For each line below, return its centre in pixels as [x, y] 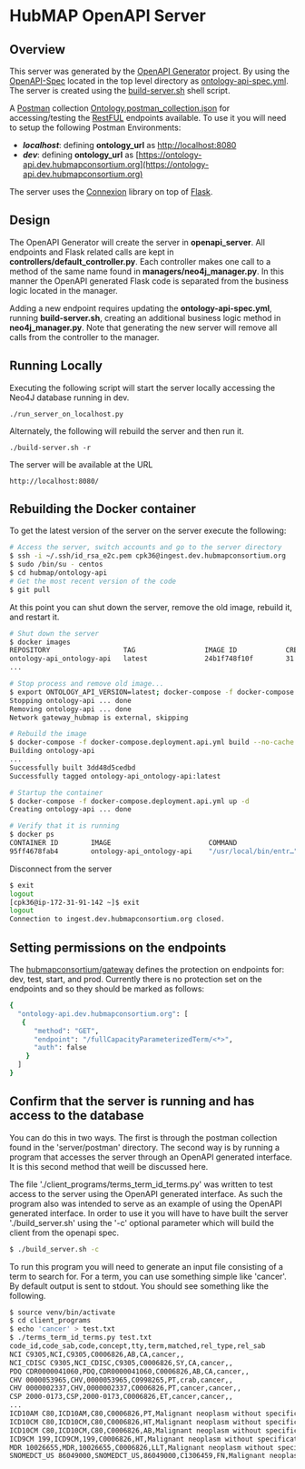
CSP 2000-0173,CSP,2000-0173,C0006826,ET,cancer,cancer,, [121, 1397]
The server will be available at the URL [81, 464]
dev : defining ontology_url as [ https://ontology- [112, 155]
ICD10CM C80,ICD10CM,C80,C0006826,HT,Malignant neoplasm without [135, 1422]
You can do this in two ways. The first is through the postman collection [143, 1137]
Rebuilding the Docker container [103, 509]
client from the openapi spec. [64, 1233]
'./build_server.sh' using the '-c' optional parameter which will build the [142, 1222]
